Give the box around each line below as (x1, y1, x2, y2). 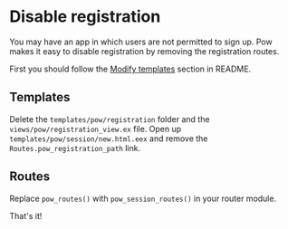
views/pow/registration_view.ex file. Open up (9, 123, 182, 134)
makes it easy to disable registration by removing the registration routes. (9, 45, 280, 56)
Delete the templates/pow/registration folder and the (9, 113, 210, 124)
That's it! (9, 210, 43, 221)
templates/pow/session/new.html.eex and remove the (9, 133, 208, 144)
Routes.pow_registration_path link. (9, 142, 141, 153)
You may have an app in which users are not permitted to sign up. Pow (9, 36, 274, 47)
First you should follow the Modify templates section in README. (9, 63, 252, 74)
